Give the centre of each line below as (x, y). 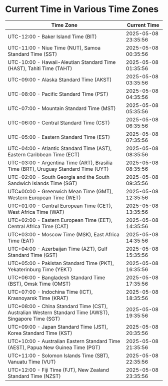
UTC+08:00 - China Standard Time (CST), (58, 306)
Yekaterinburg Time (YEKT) (40, 269)
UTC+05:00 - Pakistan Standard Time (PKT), (61, 263)
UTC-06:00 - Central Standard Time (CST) (59, 122)
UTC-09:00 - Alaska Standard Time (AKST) (60, 79)
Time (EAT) (21, 241)
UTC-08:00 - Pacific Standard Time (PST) (58, 94)
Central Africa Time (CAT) (38, 226)
